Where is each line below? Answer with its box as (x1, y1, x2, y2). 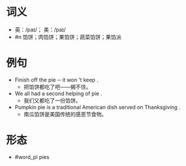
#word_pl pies (14, 153, 50, 160)
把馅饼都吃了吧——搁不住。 (23, 83, 92, 90)
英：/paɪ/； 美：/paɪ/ (14, 26, 66, 33)
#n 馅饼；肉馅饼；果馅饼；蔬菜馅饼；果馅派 (14, 33, 121, 40)
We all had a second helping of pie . (14, 90, 102, 97)
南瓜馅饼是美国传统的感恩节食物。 (23, 110, 107, 118)
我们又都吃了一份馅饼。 (23, 97, 81, 104)
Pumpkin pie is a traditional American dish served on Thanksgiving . (14, 103, 181, 110)
